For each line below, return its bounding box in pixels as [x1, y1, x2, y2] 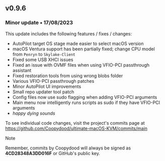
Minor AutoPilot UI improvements [12, 83, 81, 89]
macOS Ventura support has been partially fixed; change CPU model [12, 45, 155, 52]
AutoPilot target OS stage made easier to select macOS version [12, 40, 144, 46]
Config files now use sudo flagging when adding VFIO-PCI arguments [12, 94, 157, 100]
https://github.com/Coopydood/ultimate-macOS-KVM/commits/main [5, 125, 147, 131]
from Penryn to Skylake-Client [12, 51, 75, 57]
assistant [12, 67, 32, 73]
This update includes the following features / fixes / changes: [5, 30, 132, 37]
